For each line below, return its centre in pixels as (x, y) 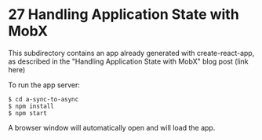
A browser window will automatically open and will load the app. (112, 127)
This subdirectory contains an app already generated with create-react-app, (131, 53)
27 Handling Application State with (124, 15)
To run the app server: (44, 85)
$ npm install (31, 106)
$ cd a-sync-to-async (44, 99)
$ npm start (27, 113)
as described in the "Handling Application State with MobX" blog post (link (128, 61)
